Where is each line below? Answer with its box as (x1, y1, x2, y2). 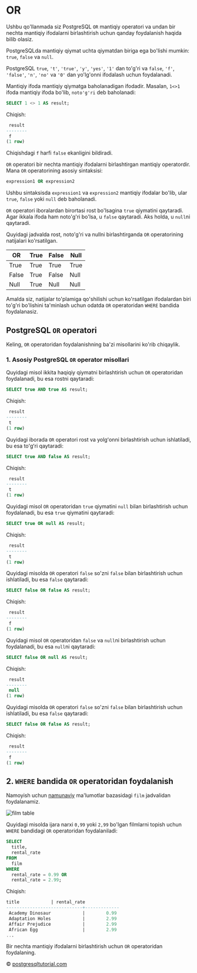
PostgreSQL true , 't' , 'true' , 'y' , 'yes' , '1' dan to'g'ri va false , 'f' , (6, 64, 175, 71)
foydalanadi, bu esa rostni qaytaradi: (6, 376, 95, 383)
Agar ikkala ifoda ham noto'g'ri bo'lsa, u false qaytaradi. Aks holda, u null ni (6, 213, 191, 220)
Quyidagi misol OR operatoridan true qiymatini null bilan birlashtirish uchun (6, 503, 188, 510)
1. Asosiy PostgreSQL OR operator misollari (6, 355, 129, 364)
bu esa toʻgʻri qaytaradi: (6, 442, 64, 449)
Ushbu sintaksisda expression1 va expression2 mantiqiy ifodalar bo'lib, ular (6, 190, 188, 197)
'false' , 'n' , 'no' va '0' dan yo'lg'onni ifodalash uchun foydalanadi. (6, 71, 172, 78)
